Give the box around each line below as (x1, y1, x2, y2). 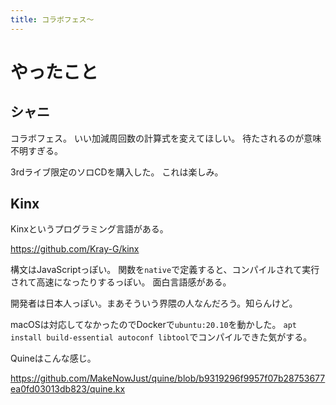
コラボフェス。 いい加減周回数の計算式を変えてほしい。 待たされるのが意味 (10, 132, 322, 144)
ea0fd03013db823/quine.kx (10, 383, 126, 395)
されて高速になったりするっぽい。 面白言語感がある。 (10, 276, 232, 288)
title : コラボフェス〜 (10, 14, 95, 25)
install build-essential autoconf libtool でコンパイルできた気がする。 (10, 331, 313, 343)
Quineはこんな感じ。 (10, 352, 97, 365)
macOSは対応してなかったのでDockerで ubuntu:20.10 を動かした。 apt (10, 319, 298, 331)
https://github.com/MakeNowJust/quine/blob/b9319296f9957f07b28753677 (10, 372, 326, 385)
